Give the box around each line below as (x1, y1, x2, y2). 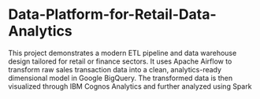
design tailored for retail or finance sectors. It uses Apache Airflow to (8, 57, 232, 66)
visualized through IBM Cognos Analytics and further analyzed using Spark (8, 81, 252, 91)
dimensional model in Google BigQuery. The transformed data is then (8, 73, 233, 82)
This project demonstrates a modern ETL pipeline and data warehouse (8, 48, 237, 57)
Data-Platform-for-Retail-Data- (8, 5, 217, 24)
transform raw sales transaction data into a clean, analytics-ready (8, 64, 222, 74)
